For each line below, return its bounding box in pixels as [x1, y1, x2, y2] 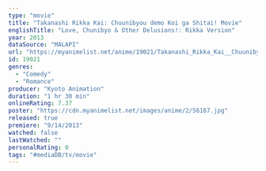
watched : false [8, 128, 59, 136]
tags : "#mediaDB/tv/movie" [8, 151, 97, 158]
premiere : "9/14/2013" [8, 121, 83, 129]
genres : [8, 63, 34, 71]
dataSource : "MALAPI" [8, 41, 80, 49]
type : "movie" [8, 11, 55, 20]
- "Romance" [15, 77, 55, 85]
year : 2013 [8, 33, 44, 42]
